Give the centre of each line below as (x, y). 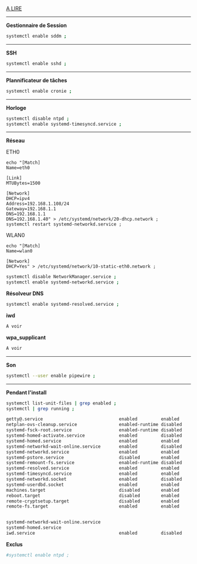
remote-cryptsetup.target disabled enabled (93, 501)
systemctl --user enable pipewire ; (51, 376)
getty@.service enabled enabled (93, 419)
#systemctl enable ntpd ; (38, 555)
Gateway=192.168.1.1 (31, 209)
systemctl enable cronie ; (39, 91)
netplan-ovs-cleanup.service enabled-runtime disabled (94, 425)
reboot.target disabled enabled (93, 495)
